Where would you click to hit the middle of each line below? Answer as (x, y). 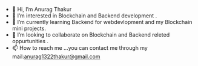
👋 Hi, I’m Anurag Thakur (42, 9)
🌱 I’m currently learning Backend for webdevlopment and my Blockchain (102, 22)
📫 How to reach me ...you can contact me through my (80, 48)
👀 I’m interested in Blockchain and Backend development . (84, 16)
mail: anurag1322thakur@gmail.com (56, 56)
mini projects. (29, 28)
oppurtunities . (30, 41)
